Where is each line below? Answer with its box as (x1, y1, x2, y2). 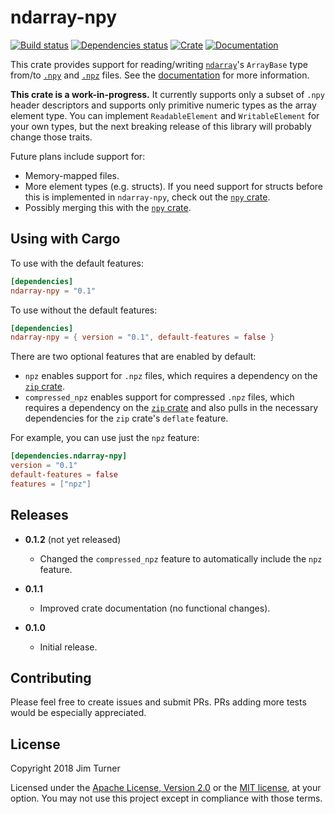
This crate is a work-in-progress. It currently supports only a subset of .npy (10, 88, 325, 100)
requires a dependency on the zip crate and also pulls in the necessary (24, 402, 319, 414)
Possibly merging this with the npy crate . (24, 201, 192, 213)
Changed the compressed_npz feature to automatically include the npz (39, 552, 323, 565)
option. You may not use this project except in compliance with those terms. (10, 792, 323, 805)
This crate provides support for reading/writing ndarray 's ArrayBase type (10, 58, 308, 70)
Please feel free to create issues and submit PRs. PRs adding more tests (10, 696, 307, 708)
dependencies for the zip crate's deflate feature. (24, 412, 229, 425)
